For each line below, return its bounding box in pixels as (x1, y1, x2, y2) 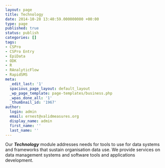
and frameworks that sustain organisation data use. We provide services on (5, 147, 161, 153)
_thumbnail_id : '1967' (9, 100, 57, 105)
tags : (5, 40, 16, 45)
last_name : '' (9, 128, 39, 133)
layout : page (5, 7, 32, 12)
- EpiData (5, 53, 26, 59)
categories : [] (5, 35, 37, 40)
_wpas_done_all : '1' (9, 95, 52, 100)
